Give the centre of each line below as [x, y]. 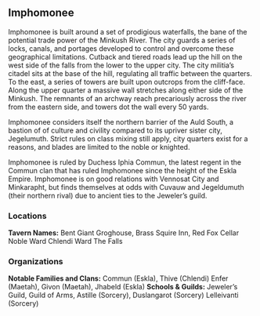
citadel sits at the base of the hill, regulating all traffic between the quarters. [130, 73]
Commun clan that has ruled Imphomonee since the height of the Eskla [123, 170]
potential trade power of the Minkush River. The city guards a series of [122, 40]
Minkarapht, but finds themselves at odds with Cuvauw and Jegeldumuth [126, 187]
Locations [27, 216]
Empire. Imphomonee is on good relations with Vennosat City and [114, 179]
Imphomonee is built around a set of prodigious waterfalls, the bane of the [128, 31]
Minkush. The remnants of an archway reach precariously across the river [127, 98]
